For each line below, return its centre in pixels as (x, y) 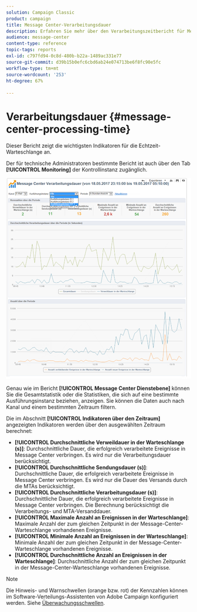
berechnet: (19, 431)
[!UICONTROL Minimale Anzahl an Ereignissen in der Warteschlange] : (101, 536)
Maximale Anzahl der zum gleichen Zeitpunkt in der (77, 524)
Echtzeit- (150, 146)
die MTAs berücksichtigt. (45, 486)
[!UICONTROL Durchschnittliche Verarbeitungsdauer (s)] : (86, 492)
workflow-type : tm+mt (33, 68)
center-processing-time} (68, 129)
